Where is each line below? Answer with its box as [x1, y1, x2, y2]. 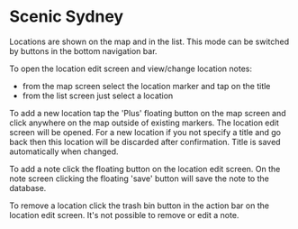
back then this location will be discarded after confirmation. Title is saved [9, 136, 281, 147]
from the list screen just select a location [22, 90, 174, 101]
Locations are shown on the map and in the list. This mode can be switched [9, 36, 290, 47]
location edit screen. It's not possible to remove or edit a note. [9, 209, 239, 220]
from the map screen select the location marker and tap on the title [22, 80, 271, 91]
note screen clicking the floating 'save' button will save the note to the [9, 173, 270, 184]
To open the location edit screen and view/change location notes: [9, 63, 252, 74]
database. [9, 182, 47, 193]
